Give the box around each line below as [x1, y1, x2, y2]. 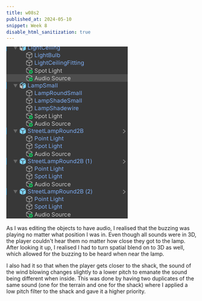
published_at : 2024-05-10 [6, 16, 72, 22]
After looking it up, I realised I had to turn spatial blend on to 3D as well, [6, 244, 185, 251]
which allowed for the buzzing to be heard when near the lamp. [6, 250, 165, 257]
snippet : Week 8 [6, 22, 47, 28]
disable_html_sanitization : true [6, 29, 91, 35]
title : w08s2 [6, 10, 39, 16]
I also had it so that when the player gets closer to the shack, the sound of [6, 262, 192, 270]
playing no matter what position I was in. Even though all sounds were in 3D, [6, 231, 197, 239]
